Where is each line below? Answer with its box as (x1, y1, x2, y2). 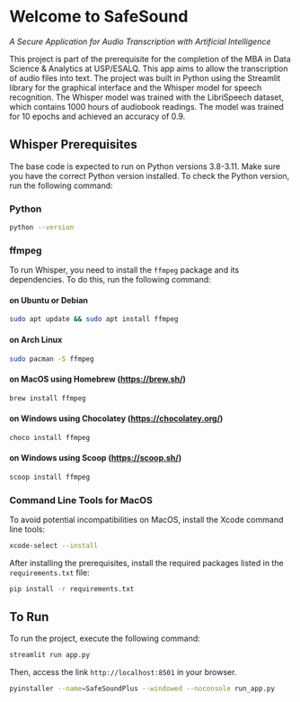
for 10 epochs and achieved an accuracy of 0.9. (9, 111, 186, 121)
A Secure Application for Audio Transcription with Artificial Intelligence (9, 36, 271, 47)
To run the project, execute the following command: (9, 633, 200, 644)
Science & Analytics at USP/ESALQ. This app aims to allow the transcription (9, 63, 288, 74)
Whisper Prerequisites (9, 137, 137, 152)
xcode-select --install (9, 541, 99, 550)
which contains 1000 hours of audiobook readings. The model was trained (9, 101, 285, 112)
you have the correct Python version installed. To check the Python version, (9, 170, 290, 181)
